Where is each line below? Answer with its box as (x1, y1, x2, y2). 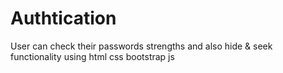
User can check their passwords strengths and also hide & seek (10, 40, 273, 52)
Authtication (10, 7, 117, 30)
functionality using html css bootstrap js (10, 50, 175, 62)
